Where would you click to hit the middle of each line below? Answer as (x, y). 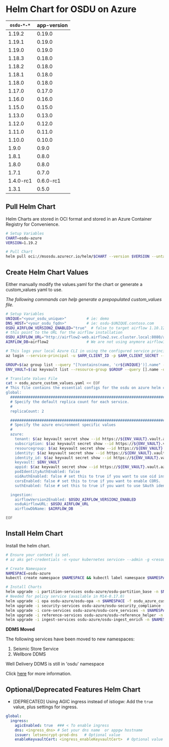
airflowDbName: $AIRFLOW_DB (44, 509)
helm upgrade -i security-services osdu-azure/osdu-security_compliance (83, 606)
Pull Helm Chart (31, 207)
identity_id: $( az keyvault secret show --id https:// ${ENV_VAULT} (87, 458)
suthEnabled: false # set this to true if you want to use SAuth (84, 486)
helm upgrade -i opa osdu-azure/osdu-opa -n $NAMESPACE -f (69, 601)
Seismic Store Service (36, 649)
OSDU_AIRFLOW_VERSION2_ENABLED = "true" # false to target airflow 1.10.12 (86, 328)
